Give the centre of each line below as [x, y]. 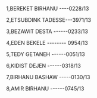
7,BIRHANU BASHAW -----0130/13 [48, 77]
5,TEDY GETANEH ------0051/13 [46, 54]
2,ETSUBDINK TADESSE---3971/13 [48, 20]
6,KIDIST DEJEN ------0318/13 [44, 66]
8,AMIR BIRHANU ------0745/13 [45, 89]
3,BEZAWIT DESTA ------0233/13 [47, 31]
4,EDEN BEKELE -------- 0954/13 [47, 43]
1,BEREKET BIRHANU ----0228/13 [48, 9]
